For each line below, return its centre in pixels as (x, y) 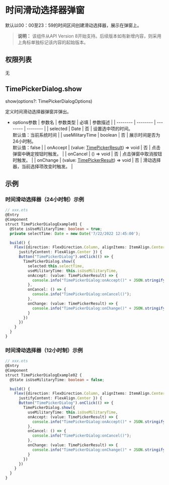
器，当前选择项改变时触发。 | (43, 166)
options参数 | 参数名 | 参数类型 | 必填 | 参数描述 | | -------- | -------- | (84, 122)
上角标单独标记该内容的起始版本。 (53, 42)
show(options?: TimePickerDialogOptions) (49, 101)
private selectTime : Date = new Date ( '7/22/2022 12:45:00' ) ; (75, 233)
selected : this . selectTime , (56, 266)
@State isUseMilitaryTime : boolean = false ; (57, 380)
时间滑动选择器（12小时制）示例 (44, 350)
